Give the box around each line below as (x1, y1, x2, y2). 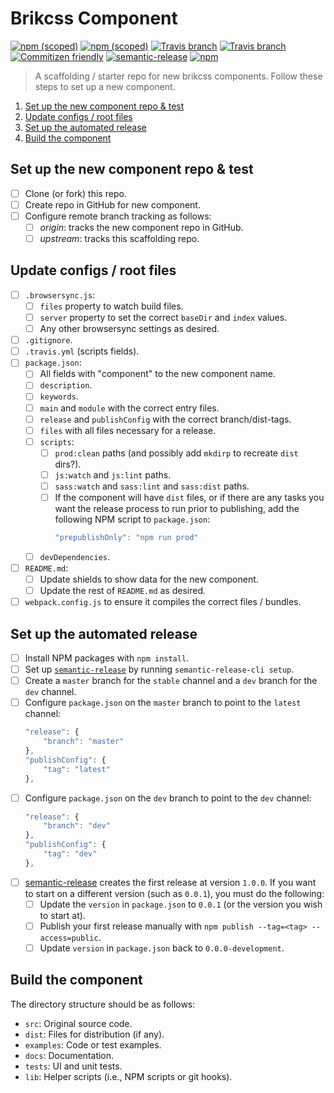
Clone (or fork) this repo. (24, 187, 127, 199)
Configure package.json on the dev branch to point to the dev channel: (24, 792, 312, 804)
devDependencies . (39, 550, 111, 562)
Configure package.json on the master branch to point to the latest (24, 697, 302, 709)
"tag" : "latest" (43, 764, 111, 774)
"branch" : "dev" (43, 821, 111, 831)
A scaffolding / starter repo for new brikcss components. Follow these (34, 70, 323, 82)
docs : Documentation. (24, 1049, 115, 1061)
